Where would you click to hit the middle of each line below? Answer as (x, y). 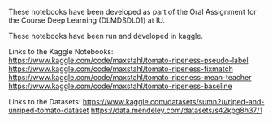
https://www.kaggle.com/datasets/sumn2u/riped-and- (173, 102)
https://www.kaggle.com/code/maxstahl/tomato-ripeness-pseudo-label (129, 60)
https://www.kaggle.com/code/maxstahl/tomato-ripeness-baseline (121, 86)
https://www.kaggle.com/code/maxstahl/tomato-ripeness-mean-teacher (130, 77)
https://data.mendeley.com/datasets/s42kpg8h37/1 (176, 110)
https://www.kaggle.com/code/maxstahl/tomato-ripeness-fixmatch (121, 69)
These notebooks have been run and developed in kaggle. (106, 36)
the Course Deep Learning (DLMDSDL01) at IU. (87, 20)
